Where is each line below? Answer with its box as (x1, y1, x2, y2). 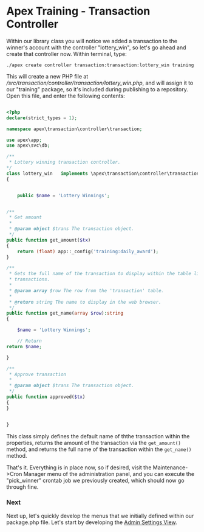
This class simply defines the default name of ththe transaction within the (6, 432, 190, 439)
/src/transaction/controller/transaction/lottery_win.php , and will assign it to (6, 79, 194, 86)
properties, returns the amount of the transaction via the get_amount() (6, 439, 181, 446)
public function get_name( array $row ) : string (6, 310, 123, 317)
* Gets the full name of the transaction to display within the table (8, 271, 191, 277)
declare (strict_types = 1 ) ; (6, 114, 78, 121)
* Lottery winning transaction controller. (8, 159, 121, 166)
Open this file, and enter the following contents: (6, 92, 126, 99)
